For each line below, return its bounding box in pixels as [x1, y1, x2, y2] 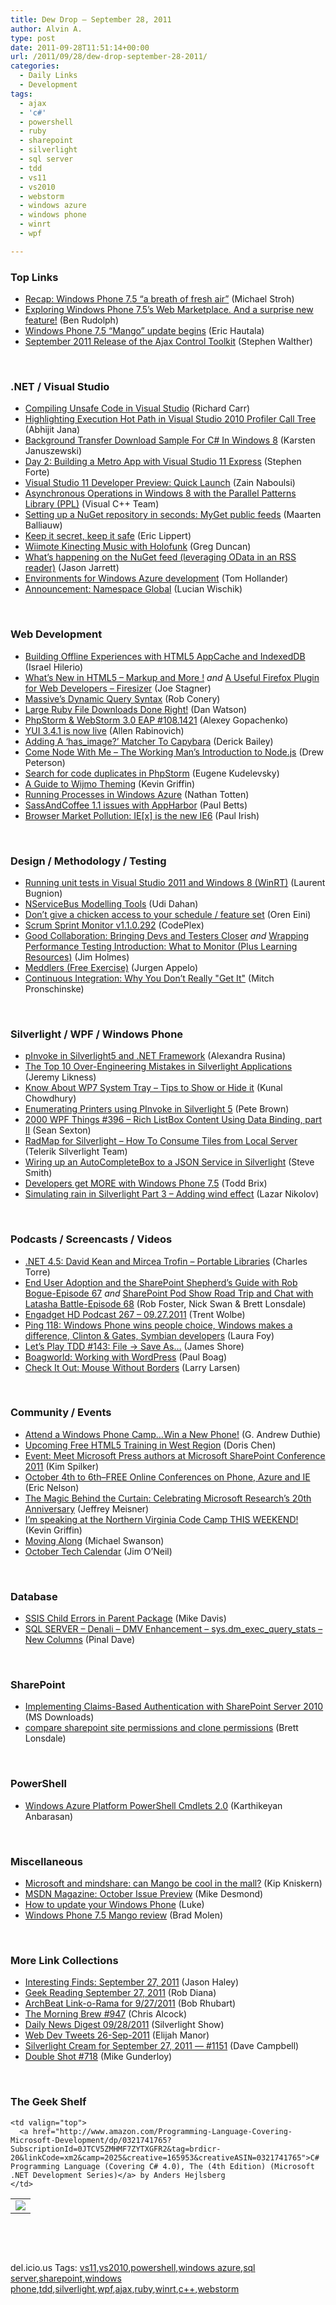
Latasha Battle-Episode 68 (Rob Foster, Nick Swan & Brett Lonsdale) [24, 1297, 307, 1310]
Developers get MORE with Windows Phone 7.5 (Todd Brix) [24, 1177, 268, 1190]
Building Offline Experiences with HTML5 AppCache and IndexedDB [24, 650, 306, 662]
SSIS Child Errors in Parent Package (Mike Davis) [24, 1612, 227, 1625]
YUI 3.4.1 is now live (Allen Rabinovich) [24, 724, 185, 736]
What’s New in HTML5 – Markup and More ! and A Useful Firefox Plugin [24, 671, 320, 683]
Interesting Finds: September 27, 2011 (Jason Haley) [24, 1976, 240, 1988]
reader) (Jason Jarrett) [24, 562, 120, 574]
